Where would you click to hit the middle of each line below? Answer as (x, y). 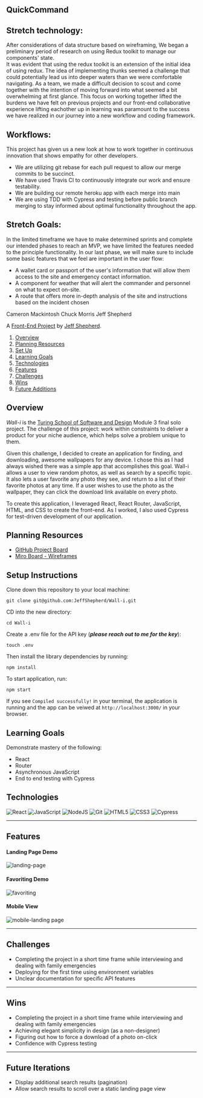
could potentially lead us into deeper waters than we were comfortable (94, 77)
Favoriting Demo (27, 879)
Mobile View (22, 907)
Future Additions (36, 388)
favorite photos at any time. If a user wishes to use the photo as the (90, 485)
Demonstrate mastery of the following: (54, 748)
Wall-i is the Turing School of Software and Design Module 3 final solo (94, 422)
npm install (21, 668)
